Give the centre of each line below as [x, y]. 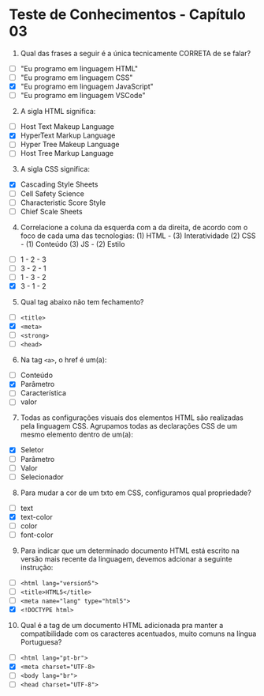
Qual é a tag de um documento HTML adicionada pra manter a [122, 626]
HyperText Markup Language [68, 135]
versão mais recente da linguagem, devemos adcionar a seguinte [126, 558]
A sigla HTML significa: [58, 112]
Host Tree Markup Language [67, 153]
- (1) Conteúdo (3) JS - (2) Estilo [73, 244]
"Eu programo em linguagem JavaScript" [87, 87]
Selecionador [42, 477]
